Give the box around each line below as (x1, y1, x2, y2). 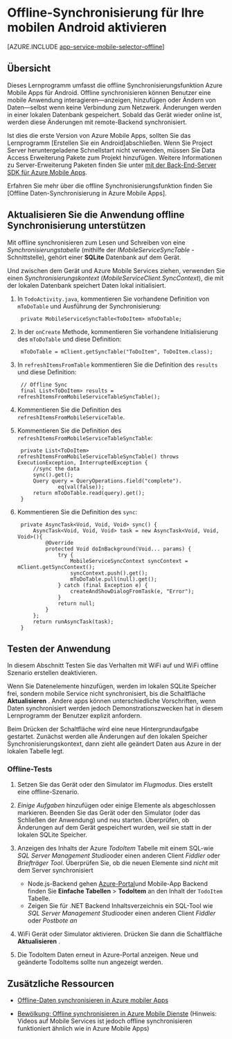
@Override (45, 539, 74, 546)
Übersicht (7, 62, 51, 74)
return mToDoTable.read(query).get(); (33, 489, 145, 496)
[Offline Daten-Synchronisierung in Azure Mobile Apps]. (7, 189, 168, 197)
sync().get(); (33, 471, 74, 478)
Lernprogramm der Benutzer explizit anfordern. (7, 712, 142, 720)
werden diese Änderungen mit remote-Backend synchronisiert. (7, 118, 187, 126)
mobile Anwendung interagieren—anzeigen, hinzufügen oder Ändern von (7, 96, 216, 104)
